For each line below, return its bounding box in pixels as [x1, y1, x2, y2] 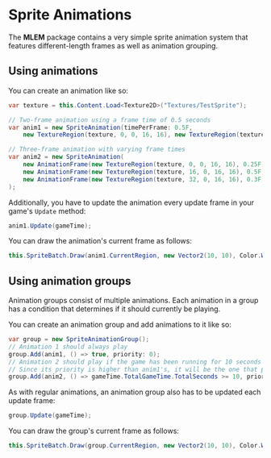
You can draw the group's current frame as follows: [8, 426, 180, 436]
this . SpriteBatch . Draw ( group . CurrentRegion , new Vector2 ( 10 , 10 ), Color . [8, 442, 262, 450]
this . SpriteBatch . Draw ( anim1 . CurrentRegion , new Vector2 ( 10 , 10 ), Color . [8, 252, 262, 260]
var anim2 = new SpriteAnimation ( [8, 153, 125, 161]
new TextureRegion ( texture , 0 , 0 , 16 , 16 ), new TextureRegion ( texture [23, 131, 265, 139]
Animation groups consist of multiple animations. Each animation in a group [8, 296, 259, 306]
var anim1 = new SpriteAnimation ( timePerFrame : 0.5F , [8, 123, 194, 131]
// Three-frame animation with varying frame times [8, 145, 186, 154]
